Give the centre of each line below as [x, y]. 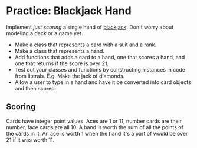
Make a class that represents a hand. [60, 51]
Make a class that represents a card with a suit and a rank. [86, 45]
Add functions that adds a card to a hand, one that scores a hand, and [100, 57]
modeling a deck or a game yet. [45, 33]
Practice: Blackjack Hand [69, 11]
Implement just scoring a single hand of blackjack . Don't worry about [90, 27]
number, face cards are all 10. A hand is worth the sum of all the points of [95, 127]
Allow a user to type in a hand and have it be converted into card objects [103, 82]
